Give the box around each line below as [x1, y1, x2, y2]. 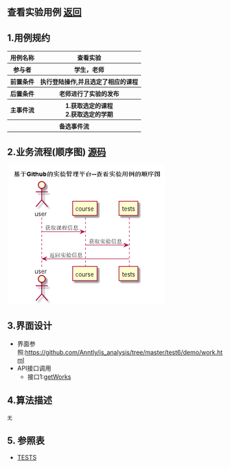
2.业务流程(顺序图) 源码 [7, 146, 106, 158]
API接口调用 [16, 364, 51, 372]
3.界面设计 [7, 320, 53, 331]
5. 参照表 [7, 435, 45, 447]
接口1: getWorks [27, 373, 71, 381]
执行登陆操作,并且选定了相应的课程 [40, 78, 139, 86]
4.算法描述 [7, 395, 53, 406]
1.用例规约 [7, 32, 51, 43]
